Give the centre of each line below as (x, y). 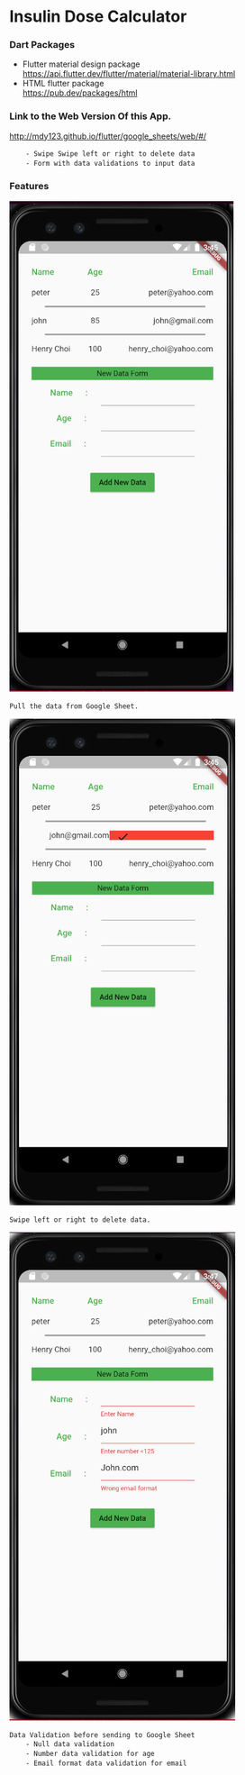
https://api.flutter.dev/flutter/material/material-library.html (129, 74)
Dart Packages (42, 45)
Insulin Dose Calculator (98, 17)
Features (29, 187)
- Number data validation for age (90, 1754)
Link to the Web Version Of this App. (91, 116)
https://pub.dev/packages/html (80, 93)
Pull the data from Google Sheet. (74, 706)
